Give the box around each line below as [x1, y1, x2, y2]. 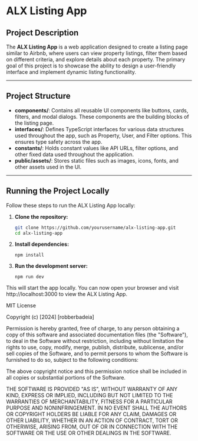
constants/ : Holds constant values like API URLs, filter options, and [14, 144, 179, 151]
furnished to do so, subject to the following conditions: [6, 356, 138, 364]
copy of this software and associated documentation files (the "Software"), [6, 331, 189, 338]
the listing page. [14, 119, 54, 127]
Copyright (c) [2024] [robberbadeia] [6, 313, 94, 320]
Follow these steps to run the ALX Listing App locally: [6, 202, 136, 209]
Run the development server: [14, 262, 88, 270]
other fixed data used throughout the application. [14, 151, 134, 158]
